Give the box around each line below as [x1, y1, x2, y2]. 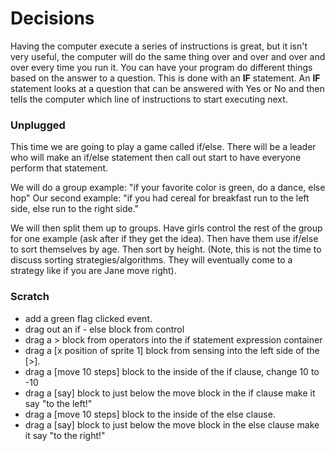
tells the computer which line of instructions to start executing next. [10, 93, 288, 105]
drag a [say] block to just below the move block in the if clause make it [24, 387, 316, 399]
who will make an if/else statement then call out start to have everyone [10, 152, 302, 164]
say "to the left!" [24, 397, 93, 409]
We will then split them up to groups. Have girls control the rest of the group [10, 222, 323, 234]
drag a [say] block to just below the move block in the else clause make [24, 418, 320, 431]
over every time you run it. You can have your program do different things [10, 61, 313, 73]
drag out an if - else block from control [24, 323, 185, 335]
